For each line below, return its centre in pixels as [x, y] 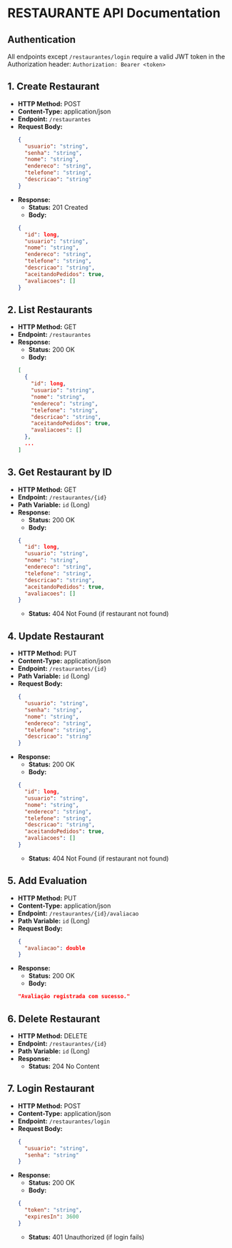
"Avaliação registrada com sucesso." [74, 997]
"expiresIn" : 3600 [52, 1217]
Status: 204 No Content [64, 1066]
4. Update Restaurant [56, 636]
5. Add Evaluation [47, 881]
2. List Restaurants [50, 309]
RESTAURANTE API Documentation [114, 13]
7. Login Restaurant [51, 1089]
